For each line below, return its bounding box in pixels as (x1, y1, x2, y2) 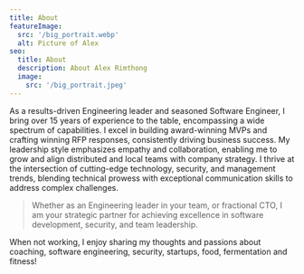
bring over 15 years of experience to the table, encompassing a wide (9, 115, 265, 126)
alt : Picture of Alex (17, 38, 100, 48)
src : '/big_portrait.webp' (17, 30, 119, 39)
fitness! (9, 255, 38, 267)
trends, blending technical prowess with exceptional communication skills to (9, 173, 294, 184)
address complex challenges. (9, 182, 119, 193)
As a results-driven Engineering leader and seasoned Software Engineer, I (9, 105, 285, 116)
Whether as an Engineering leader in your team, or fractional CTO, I (31, 200, 283, 211)
